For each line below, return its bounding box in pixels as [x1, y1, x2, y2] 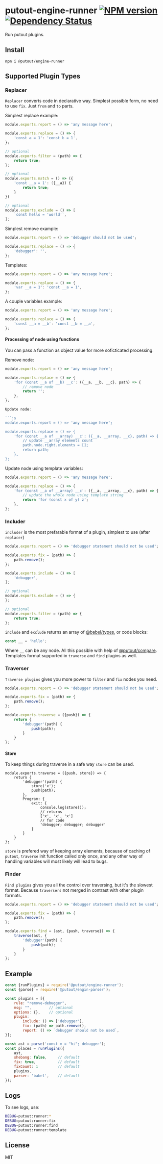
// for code [40, 818, 65, 823]
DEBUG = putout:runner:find [5, 1123, 58, 1128]
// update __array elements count [23, 438, 93, 443]
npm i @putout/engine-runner [5, 59, 65, 64]
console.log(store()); [40, 805, 87, 810]
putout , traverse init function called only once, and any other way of [5, 854, 143, 859]
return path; [23, 447, 49, 452]
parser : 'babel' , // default [14, 1073, 80, 1078]
